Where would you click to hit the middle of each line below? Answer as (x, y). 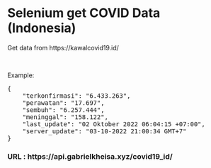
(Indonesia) (42, 28)
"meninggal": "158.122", (65, 117)
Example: (21, 75)
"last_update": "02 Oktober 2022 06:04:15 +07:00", (114, 124)
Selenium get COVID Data (84, 13)
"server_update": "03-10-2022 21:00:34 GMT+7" (104, 131)
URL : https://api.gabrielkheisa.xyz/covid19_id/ (90, 156)
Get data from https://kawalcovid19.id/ (63, 47)
